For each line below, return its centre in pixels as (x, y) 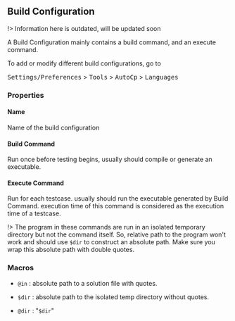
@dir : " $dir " (36, 310)
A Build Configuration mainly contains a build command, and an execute (112, 42)
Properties (26, 95)
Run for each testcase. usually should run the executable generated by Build (118, 199)
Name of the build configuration (53, 127)
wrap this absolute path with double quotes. (71, 250)
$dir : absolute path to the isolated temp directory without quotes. (113, 297)
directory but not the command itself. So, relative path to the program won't (117, 234)
